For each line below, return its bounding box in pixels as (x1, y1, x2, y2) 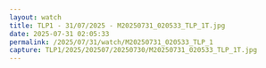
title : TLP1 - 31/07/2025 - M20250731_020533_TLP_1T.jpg (9, 21, 226, 30)
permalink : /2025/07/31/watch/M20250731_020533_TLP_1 (9, 37, 214, 47)
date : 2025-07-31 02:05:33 (9, 29, 110, 38)
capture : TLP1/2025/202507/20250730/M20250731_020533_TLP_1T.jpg (9, 46, 257, 55)
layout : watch (9, 12, 62, 22)
